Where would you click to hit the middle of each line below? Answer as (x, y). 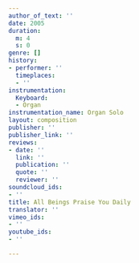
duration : (25, 30)
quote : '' (32, 172)
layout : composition (43, 120)
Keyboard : (32, 98)
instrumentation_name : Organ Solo (66, 113)
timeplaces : (36, 75)
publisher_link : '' (41, 135)
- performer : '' (35, 68)
